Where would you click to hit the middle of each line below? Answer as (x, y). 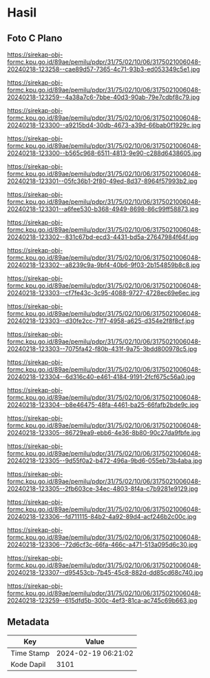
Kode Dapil (28, 664)
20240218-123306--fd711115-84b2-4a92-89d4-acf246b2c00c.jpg (102, 517)
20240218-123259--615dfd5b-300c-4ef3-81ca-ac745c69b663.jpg (102, 601)
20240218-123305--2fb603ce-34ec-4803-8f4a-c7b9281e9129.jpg (103, 489)
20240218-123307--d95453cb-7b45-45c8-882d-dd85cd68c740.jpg (105, 572)
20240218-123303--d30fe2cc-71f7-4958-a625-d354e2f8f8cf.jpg (101, 321)
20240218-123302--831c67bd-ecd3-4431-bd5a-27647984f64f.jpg (103, 237)
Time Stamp (30, 653)
